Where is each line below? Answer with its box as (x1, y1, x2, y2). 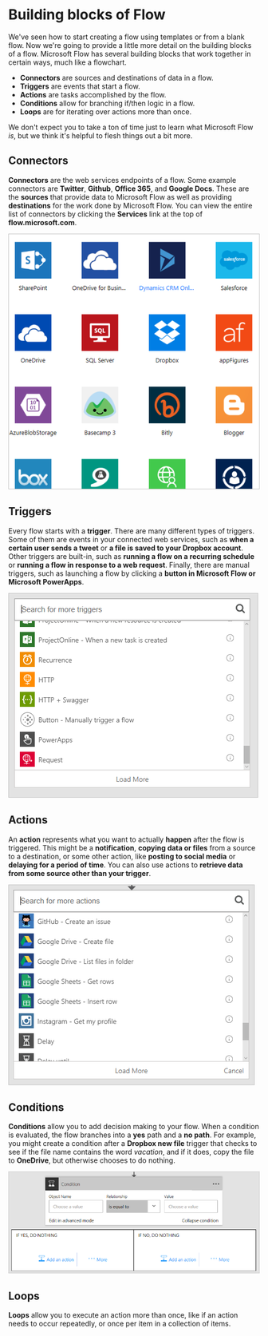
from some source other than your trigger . (8, 868, 152, 878)
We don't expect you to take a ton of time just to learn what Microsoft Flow (8, 122, 254, 132)
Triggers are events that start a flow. (19, 81, 141, 91)
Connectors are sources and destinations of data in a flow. (19, 73, 214, 82)
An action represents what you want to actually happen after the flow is (8, 835, 245, 844)
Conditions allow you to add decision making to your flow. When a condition (8, 1122, 259, 1132)
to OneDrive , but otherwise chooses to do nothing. (8, 1156, 175, 1165)
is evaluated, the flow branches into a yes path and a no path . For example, (8, 1130, 257, 1140)
